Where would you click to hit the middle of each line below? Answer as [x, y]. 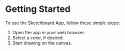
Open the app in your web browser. [49, 32]
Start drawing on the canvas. [42, 43]
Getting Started [38, 9]
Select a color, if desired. [38, 38]
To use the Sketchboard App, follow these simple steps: [62, 23]
